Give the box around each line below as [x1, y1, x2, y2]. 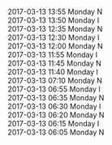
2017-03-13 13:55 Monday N [7, 7, 103, 16]
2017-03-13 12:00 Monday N [7, 41, 103, 51]
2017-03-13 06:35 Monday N [7, 93, 105, 102]
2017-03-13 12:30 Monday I [7, 32, 100, 42]
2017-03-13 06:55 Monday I [7, 84, 101, 94]
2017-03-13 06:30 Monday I [7, 101, 101, 111]
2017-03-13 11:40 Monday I [7, 67, 98, 76]
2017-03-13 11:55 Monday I [7, 50, 98, 59]
